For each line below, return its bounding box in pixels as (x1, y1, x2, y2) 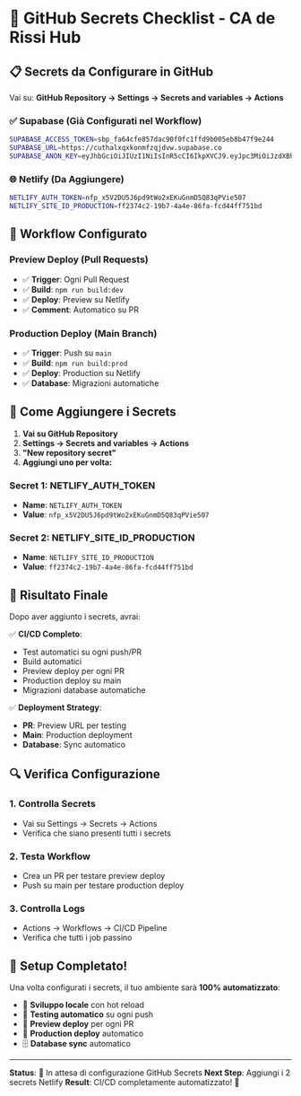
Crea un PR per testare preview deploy (21, 871, 166, 881)
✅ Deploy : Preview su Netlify (21, 294, 130, 304)
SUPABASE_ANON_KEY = (9, 152, 82, 161)
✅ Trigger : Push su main (21, 347, 112, 358)
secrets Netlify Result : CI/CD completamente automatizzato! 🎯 (9, 1077, 240, 1088)
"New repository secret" (21, 447, 116, 458)
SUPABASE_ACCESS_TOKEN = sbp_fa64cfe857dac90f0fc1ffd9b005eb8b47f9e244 (9, 135, 275, 145)
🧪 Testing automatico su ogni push (21, 1009, 154, 1020)
